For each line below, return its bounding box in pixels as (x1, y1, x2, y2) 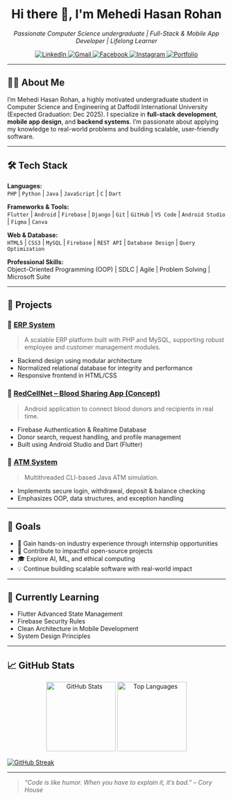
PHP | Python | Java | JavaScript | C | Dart (7, 189, 122, 197)
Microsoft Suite (7, 272, 51, 281)
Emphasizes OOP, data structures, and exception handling (17, 493, 184, 503)
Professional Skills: (7, 257, 64, 266)
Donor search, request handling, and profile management (17, 432, 182, 441)
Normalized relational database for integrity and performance (17, 364, 193, 373)
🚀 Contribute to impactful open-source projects (17, 546, 153, 555)
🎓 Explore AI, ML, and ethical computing (17, 554, 135, 562)
